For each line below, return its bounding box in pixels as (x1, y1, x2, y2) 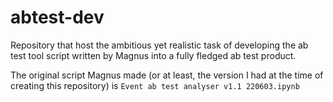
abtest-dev (10, 6, 105, 29)
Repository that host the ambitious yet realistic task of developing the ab (10, 39, 309, 51)
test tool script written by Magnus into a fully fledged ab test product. (10, 49, 297, 61)
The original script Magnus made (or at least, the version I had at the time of (10, 69, 324, 81)
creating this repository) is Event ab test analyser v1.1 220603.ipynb (10, 79, 300, 91)
